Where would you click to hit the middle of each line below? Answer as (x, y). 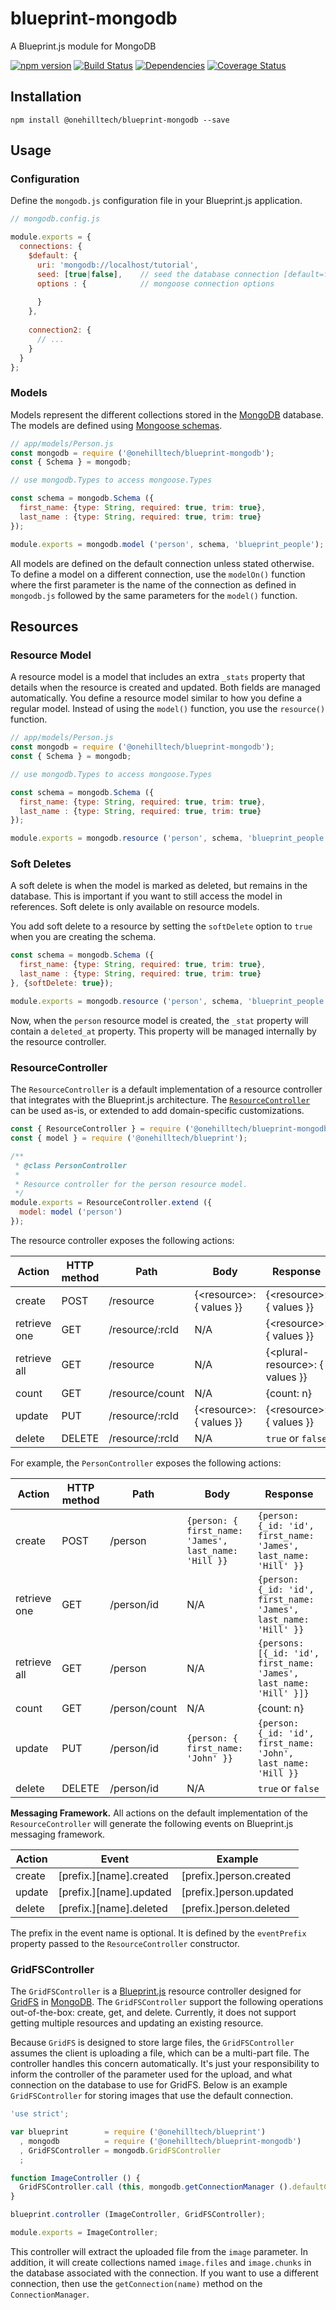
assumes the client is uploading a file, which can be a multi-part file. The (160, 2053)
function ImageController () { (75, 2178)
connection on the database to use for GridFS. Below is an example (149, 2085)
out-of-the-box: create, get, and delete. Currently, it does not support (153, 2013)
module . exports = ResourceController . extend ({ (111, 1203)
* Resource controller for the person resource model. (131, 1184)
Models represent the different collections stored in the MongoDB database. (167, 414)
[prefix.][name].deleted (113, 1908)
